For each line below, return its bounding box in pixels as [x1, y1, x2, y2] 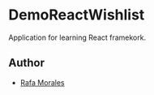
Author [8, 56, 45, 70]
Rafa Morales [19, 77, 65, 87]
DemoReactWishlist [8, 6, 145, 24]
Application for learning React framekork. [8, 32, 147, 42]
